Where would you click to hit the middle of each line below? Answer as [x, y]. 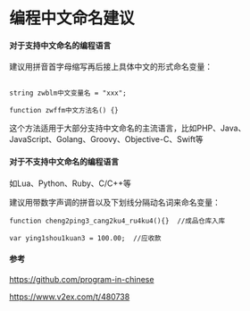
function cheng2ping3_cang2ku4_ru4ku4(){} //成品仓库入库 [117, 221]
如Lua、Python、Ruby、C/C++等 [71, 183]
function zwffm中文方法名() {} [64, 111]
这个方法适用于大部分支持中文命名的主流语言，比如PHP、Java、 [128, 128]
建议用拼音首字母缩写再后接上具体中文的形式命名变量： [111, 67]
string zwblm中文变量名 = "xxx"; [68, 93]
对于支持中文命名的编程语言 [60, 45]
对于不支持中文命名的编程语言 [64, 161]
